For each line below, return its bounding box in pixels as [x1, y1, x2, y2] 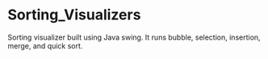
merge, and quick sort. [7, 40, 83, 50]
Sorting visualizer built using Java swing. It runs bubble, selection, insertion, [7, 32, 261, 42]
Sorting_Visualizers [7, 6, 141, 24]
